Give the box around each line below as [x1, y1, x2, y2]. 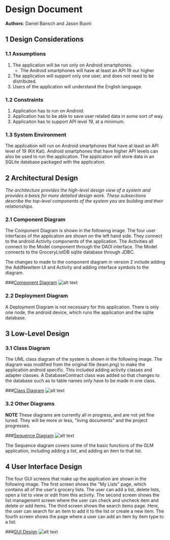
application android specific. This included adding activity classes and [5, 367, 152, 373]
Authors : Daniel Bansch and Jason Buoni [5, 20, 92, 26]
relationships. [5, 203, 34, 209]
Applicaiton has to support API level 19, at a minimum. [12, 118, 125, 124]
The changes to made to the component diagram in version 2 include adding [5, 259, 165, 265]
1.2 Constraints [5, 96, 44, 103]
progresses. [5, 423, 30, 429]
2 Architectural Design [5, 174, 78, 182]
